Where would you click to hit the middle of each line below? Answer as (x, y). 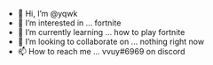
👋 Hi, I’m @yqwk (47, 14)
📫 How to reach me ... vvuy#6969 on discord (101, 51)
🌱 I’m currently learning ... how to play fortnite (101, 32)
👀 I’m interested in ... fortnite (69, 23)
